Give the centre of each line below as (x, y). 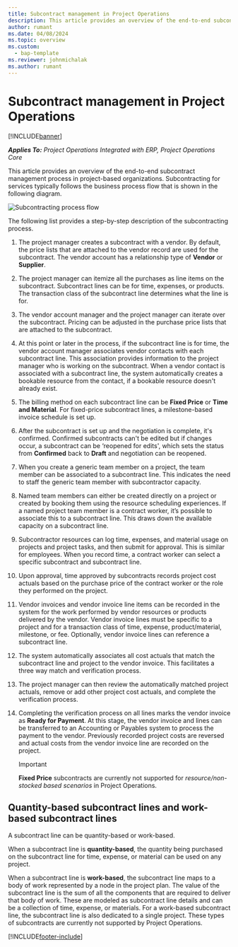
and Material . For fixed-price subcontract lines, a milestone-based (115, 409)
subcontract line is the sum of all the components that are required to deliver (119, 893)
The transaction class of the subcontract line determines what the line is (123, 293)
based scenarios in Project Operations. (100, 785)
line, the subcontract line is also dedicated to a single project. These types (116, 915)
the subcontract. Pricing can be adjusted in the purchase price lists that (122, 322)
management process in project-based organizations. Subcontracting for (114, 178)
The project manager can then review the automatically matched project (123, 684)
